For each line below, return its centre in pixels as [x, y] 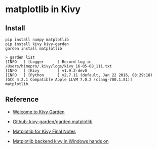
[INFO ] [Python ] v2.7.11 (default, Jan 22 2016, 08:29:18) [79, 75]
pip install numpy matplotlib [37, 40]
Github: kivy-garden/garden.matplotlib [52, 121]
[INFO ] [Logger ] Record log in [49, 62]
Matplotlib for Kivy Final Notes [44, 131]
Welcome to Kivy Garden [38, 111]
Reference [22, 100]
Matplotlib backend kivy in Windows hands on [61, 141]
